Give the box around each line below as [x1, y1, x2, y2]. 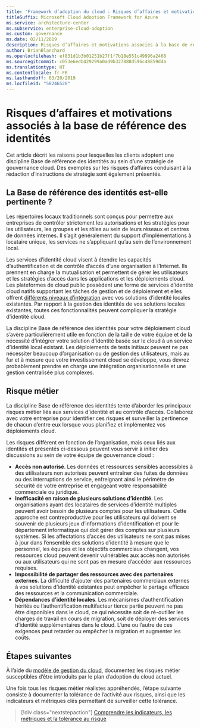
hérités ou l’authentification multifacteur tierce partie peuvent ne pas [14, 602, 183, 609]
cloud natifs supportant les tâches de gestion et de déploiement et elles [6, 287, 182, 295]
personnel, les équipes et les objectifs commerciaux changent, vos [14, 545, 179, 552]
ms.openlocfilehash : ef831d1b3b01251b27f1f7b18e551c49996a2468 [6, 53, 167, 59]
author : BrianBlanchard [6, 48, 65, 54]
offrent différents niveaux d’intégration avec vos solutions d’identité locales [6, 294, 190, 301]
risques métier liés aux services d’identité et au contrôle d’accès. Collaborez [6, 408, 193, 415]
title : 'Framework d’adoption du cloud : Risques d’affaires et [6, 8, 169, 15]
